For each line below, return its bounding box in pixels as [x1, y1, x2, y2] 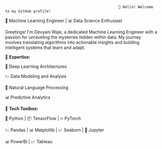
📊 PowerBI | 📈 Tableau [5, 139, 53, 144]
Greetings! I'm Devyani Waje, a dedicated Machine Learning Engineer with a [5, 29, 157, 35]
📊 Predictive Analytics [5, 94, 51, 100]
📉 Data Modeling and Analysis [5, 73, 67, 79]
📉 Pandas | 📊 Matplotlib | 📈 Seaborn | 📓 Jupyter [5, 127, 105, 133]
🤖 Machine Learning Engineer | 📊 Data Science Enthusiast [5, 18, 123, 23]
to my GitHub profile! [5, 9, 51, 14]
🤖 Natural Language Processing [5, 85, 69, 90]
